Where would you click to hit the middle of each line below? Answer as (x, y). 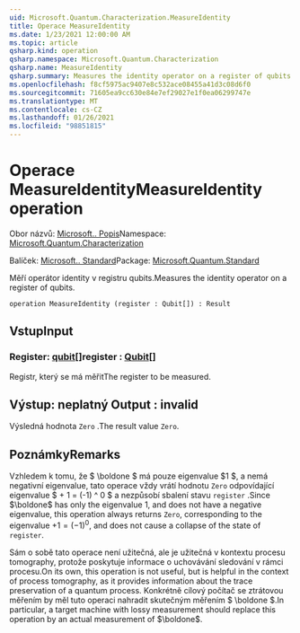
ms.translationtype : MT (54, 101)
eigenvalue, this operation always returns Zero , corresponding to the (136, 514)
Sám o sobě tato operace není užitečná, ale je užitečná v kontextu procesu (147, 552)
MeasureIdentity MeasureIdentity (136, 190)
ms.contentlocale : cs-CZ (56, 110)
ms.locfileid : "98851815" (57, 127)
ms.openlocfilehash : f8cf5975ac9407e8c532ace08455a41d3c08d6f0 (130, 84)
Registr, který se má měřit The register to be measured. (110, 376)
